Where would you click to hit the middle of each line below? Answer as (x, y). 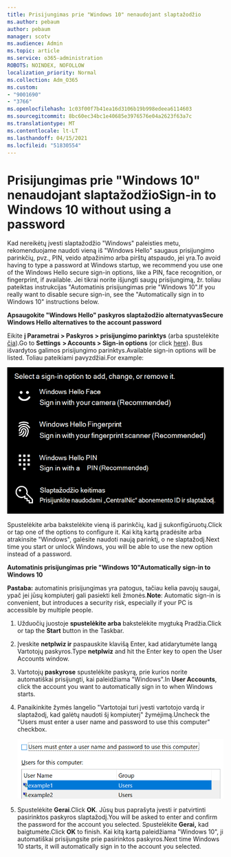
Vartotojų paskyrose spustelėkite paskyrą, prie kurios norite (102, 672)
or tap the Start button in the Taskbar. (70, 630)
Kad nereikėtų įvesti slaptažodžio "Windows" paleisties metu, (94, 243)
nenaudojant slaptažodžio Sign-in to (112, 195)
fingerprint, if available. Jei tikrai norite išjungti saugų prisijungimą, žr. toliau (114, 280)
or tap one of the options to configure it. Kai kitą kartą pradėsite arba (104, 532)
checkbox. (32, 729)
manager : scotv (29, 37)
